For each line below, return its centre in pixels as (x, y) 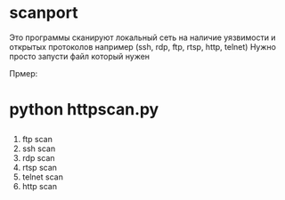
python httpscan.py (84, 110)
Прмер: (24, 73)
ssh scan (39, 148)
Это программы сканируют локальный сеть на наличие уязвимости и (142, 37)
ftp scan (37, 140)
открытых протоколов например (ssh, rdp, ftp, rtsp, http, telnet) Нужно (142, 46)
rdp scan (38, 158)
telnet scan (43, 177)
